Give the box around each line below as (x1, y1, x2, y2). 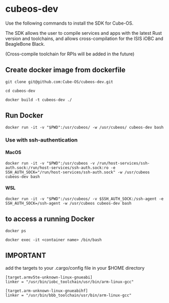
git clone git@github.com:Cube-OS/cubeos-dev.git (5, 79, 114, 85)
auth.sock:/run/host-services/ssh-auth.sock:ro (5, 165, 109, 170)
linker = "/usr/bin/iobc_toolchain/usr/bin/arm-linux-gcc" (5, 279, 134, 285)
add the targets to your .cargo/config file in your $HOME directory (5, 265, 145, 271)
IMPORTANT (5, 251, 46, 260)
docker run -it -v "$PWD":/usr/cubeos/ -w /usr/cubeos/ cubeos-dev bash (5, 125, 164, 130)
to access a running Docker (5, 215, 95, 224)
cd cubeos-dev (5, 88, 36, 93)
